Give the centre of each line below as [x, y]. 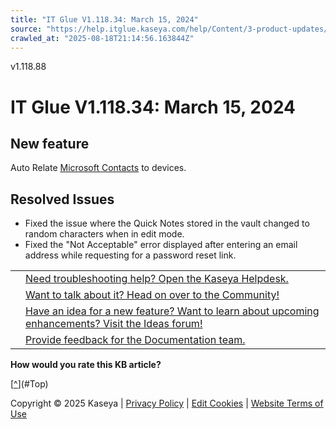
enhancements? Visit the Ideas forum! [114, 324]
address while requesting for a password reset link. [130, 255]
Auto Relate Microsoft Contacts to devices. [98, 168]
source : [26, 29]
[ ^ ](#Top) [29, 384]
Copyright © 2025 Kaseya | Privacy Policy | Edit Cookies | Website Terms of [167, 403]
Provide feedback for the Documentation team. [135, 340]
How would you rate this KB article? [86, 365]
